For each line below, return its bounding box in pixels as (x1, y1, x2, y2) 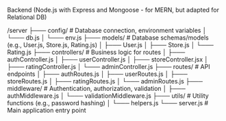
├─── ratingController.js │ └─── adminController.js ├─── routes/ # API (7, 63, 210, 70)
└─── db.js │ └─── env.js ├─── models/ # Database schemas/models (7, 33, 209, 42)
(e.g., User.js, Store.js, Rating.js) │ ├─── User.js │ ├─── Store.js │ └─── (7, 41, 214, 49)
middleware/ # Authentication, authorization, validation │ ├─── (7, 85, 186, 92)
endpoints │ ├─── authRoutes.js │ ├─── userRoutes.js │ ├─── (7, 70, 188, 78)
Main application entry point (7, 106, 86, 114)
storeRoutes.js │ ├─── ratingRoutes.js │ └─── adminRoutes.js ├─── (7, 77, 203, 85)
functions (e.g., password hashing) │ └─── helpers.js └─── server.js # (7, 99, 209, 107)
